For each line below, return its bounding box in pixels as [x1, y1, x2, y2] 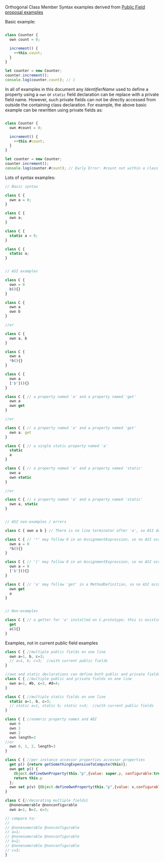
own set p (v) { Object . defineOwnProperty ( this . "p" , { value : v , [9, 785, 137, 790]
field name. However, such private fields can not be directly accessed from [5, 96, 156, 102]
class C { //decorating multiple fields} [5, 798, 89, 803]
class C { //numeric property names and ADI [5, 717, 97, 722]
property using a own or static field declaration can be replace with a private [5, 91, 159, 97]
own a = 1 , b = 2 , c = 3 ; [9, 807, 49, 812]
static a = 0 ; [9, 233, 38, 238]
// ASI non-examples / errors [5, 519, 67, 524]
